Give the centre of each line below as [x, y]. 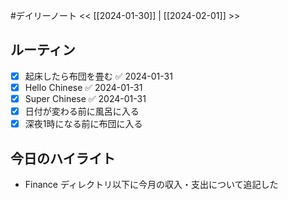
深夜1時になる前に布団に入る [83, 124]
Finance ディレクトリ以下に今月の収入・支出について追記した [151, 184]
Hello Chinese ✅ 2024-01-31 [83, 87]
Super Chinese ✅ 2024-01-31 [85, 98]
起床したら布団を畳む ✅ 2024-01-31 [98, 76]
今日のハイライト [63, 158]
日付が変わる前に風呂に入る [82, 111]
